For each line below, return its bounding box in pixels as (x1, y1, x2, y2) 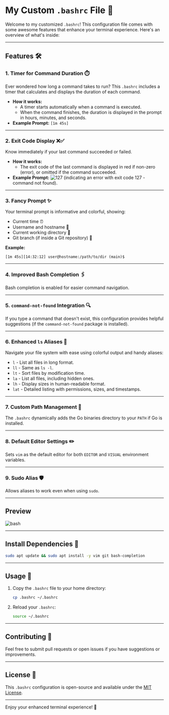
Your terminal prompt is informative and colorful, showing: (5, 209, 126, 215)
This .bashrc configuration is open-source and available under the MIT (5, 684, 152, 690)
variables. (5, 457, 26, 463)
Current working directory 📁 (12, 230, 71, 236)
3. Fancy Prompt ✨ (5, 197, 52, 204)
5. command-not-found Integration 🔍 (5, 302, 91, 309)
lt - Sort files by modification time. (12, 370, 86, 376)
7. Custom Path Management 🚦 (5, 404, 82, 411)
